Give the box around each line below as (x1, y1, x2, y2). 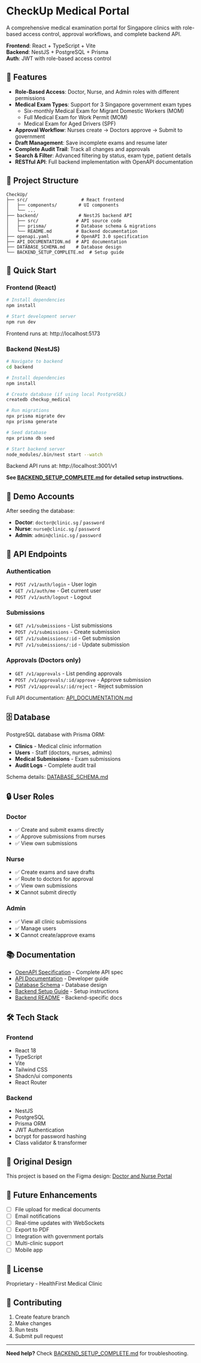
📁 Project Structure (6, 176, 79, 186)
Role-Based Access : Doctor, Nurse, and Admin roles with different (14, 88, 179, 95)
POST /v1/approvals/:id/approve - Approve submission (14, 676, 151, 683)
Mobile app (14, 1246, 43, 1254)
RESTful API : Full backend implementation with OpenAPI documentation (14, 158, 193, 166)
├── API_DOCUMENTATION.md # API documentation (6, 239, 127, 245)
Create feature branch (14, 1313, 70, 1320)
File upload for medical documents (14, 1206, 100, 1213)
